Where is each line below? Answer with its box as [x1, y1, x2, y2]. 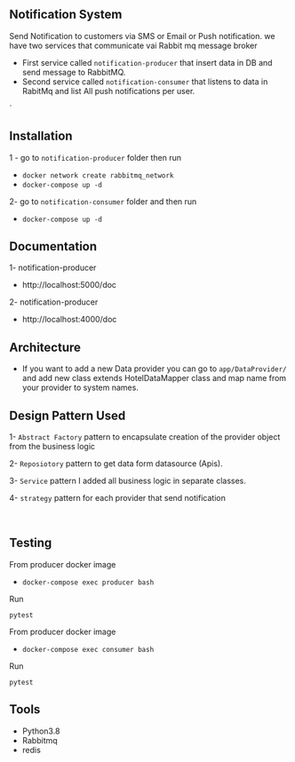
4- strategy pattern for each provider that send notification [9, 493, 227, 504]
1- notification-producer [9, 262, 97, 274]
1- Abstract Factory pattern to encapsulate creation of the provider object [9, 432, 281, 442]
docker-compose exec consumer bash [21, 645, 155, 654]
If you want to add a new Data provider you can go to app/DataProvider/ [21, 363, 287, 374]
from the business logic [9, 441, 96, 452]
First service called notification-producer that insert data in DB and [21, 57, 273, 67]
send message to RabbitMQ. [21, 67, 126, 77]
